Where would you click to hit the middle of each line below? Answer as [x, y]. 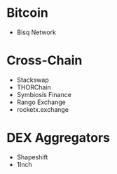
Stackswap [33, 80]
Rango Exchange [41, 102]
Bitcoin [27, 13]
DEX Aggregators [58, 138]
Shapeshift [32, 157]
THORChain [34, 87]
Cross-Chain [44, 60]
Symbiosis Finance [44, 94]
